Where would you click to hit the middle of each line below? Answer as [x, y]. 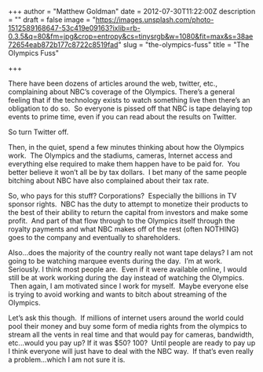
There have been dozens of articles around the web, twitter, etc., [113, 83]
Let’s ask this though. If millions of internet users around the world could [126, 318]
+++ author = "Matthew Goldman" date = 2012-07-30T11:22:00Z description [132, 11]
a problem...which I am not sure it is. [67, 359]
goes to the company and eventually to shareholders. [94, 237]
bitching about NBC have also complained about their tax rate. [109, 181]
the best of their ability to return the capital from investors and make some [128, 212]
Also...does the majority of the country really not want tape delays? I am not [131, 253]
